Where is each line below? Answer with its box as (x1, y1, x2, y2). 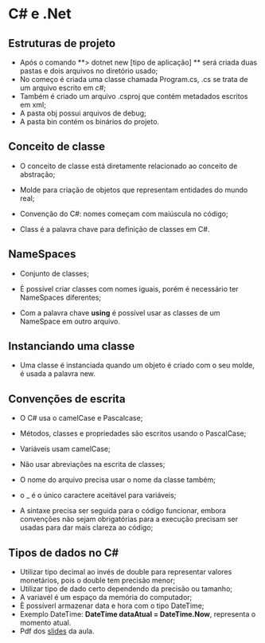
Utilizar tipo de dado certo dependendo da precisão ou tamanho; (19, 584, 233, 594)
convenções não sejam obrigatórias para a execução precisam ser (19, 515, 239, 524)
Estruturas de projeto (8, 37, 116, 50)
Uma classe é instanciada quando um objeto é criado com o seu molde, (19, 360, 255, 371)
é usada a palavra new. (19, 369, 95, 378)
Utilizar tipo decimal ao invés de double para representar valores (19, 567, 232, 577)
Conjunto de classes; (19, 269, 89, 278)
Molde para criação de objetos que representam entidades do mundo (19, 185, 248, 194)
